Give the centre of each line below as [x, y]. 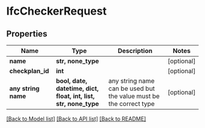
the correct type [131, 104]
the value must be [134, 96]
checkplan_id [29, 71]
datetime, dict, [77, 88]
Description [135, 51]
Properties [27, 34]
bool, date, [71, 81]
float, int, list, [75, 96]
